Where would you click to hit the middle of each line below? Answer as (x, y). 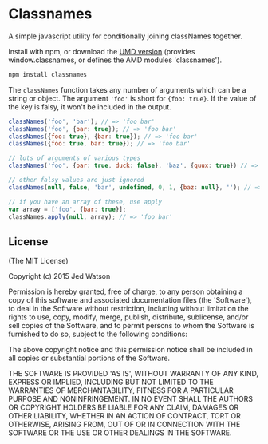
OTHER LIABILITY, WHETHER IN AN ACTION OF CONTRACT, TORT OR (124, 416)
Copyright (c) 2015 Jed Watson (59, 276)
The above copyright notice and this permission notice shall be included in (130, 350)
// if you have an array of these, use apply (85, 202)
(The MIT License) (39, 261)
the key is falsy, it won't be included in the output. (90, 107)
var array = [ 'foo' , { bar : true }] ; (67, 209)
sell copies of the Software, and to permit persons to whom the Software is (132, 326)
